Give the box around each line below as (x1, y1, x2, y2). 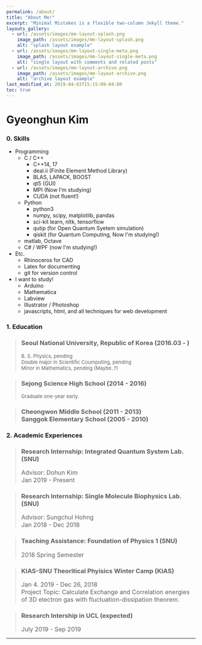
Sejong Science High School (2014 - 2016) (20, 379, 147, 388)
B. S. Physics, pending (20, 352, 73, 359)
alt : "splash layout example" (17, 43, 93, 49)
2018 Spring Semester (20, 551, 84, 559)
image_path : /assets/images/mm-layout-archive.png (17, 70, 147, 76)
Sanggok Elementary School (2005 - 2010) (20, 415, 149, 423)
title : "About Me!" (6, 14, 55, 20)
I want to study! (14, 276, 54, 283)
